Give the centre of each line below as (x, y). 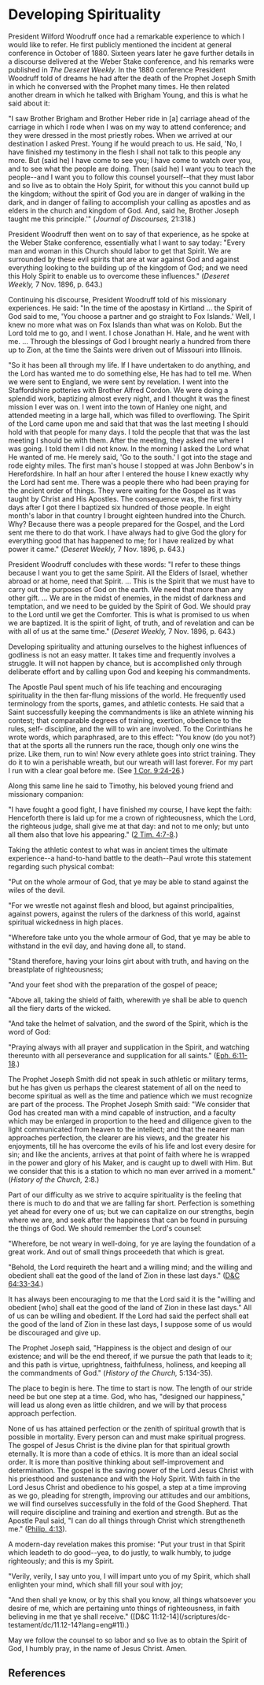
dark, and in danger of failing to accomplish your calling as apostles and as (130, 202)
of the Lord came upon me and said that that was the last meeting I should (128, 424)
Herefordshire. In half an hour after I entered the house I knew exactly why (128, 473)
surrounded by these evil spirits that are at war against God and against (124, 259)
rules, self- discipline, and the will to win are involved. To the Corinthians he (130, 728)
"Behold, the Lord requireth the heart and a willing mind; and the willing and (130, 1267)
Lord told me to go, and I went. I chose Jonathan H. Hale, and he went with (129, 333)
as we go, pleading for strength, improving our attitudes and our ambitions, (129, 1495)
